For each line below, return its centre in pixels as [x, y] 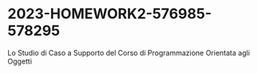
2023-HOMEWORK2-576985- [110, 14]
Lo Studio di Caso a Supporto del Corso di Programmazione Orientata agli [129, 53]
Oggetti [20, 61]
